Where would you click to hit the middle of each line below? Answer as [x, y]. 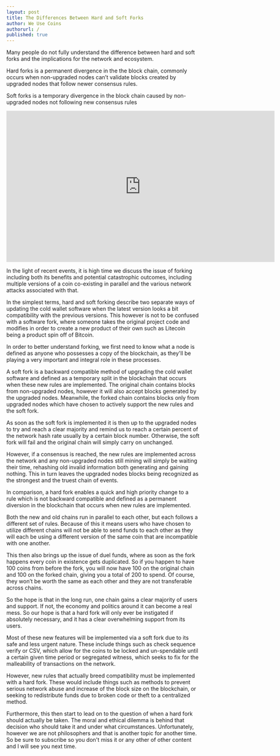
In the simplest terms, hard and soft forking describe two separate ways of [100, 302]
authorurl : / [23, 29]
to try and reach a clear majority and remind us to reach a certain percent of [102, 429]
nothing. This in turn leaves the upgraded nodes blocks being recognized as [103, 474]
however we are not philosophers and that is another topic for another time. [102, 733]
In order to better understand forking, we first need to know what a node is [100, 347]
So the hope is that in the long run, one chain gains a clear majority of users [102, 600]
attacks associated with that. [43, 290]
